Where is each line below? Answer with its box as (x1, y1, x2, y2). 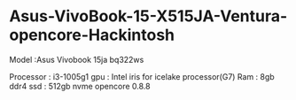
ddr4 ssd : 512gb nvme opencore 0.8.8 (9, 81, 151, 91)
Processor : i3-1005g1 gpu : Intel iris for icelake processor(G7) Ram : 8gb (9, 71, 275, 81)
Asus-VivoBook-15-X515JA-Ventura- (9, 6, 288, 27)
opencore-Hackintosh (9, 25, 175, 45)
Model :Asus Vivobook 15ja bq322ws (9, 54, 144, 65)
